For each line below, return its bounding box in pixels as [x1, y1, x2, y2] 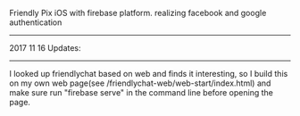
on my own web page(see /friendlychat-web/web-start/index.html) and [9, 78, 271, 88]
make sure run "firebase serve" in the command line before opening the [9, 87, 274, 97]
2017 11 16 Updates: [9, 43, 82, 53]
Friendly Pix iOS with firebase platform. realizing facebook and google [9, 8, 267, 18]
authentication [9, 17, 62, 28]
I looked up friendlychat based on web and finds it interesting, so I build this [9, 69, 288, 79]
